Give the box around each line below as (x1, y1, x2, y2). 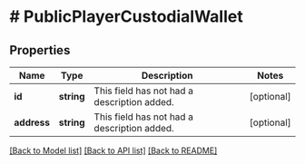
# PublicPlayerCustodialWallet (9, 6, 243, 27)
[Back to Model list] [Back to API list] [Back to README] (9, 145, 218, 156)
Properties (9, 43, 71, 58)
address (14, 116, 51, 129)
